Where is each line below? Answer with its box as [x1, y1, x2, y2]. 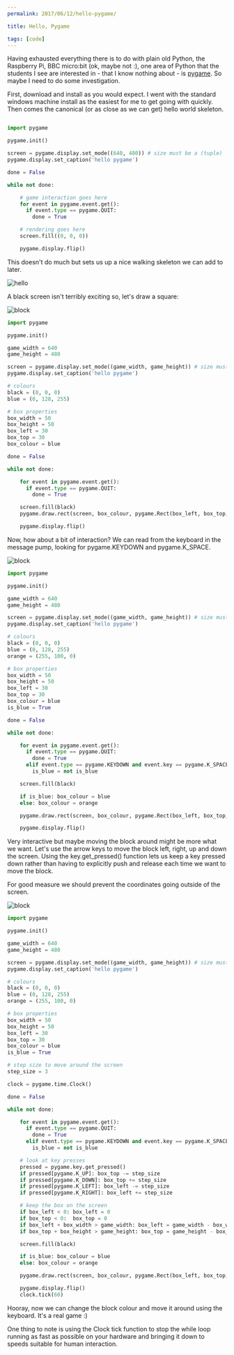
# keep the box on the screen [19, 1202, 108, 1209]
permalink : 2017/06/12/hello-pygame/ [7, 10, 117, 17]
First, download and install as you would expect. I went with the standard [7, 90, 217, 98]
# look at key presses [19, 1157, 86, 1164]
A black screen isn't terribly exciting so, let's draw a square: [7, 292, 179, 301]
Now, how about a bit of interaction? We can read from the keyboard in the [7, 535, 221, 544]
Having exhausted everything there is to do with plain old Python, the [7, 54, 205, 63]
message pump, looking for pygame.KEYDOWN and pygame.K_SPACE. [7, 543, 211, 551]
